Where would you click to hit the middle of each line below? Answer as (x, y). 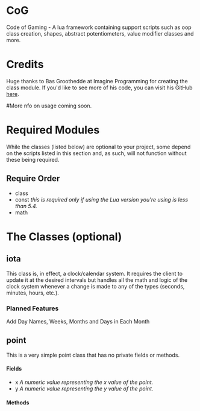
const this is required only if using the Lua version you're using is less (102, 199)
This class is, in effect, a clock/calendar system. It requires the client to (94, 273)
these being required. (33, 159)
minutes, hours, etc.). (33, 293)
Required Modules (53, 130)
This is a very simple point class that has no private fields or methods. (93, 355)
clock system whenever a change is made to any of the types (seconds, (95, 286)
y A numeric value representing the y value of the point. (84, 388)
